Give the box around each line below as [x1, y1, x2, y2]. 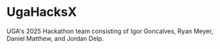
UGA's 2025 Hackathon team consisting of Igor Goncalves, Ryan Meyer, [6, 27, 214, 35]
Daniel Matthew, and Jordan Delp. [6, 34, 104, 42]
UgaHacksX [6, 4, 78, 20]
